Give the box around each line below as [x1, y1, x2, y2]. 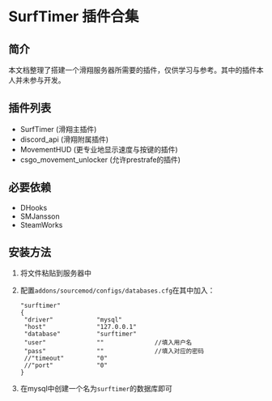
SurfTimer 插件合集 [8, 7, 139, 26]
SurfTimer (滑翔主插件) [19, 124, 97, 134]
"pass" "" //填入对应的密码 [23, 348, 205, 356]
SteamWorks [19, 220, 63, 229]
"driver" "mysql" [23, 316, 123, 324]
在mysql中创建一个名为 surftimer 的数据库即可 [19, 384, 172, 394]
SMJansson [19, 211, 60, 221]
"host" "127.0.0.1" [23, 323, 137, 331]
